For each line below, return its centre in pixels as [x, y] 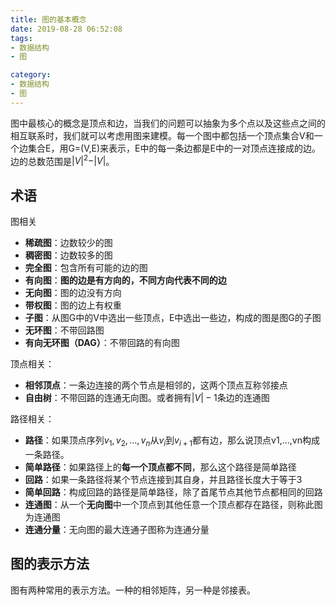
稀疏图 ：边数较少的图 [68, 243]
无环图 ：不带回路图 [64, 330]
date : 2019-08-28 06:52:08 [66, 29]
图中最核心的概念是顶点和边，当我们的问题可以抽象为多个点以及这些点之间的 [168, 123]
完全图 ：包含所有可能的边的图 [86, 268]
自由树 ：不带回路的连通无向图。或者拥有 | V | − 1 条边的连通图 [147, 398]
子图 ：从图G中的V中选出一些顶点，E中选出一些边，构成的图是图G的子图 [173, 318]
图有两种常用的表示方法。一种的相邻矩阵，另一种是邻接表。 [133, 590]
